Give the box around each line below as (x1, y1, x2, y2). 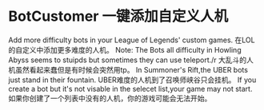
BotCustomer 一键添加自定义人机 (8, 7, 229, 26)
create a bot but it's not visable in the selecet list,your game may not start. (8, 84, 253, 93)
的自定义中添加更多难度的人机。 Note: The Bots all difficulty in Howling (8, 45, 242, 54)
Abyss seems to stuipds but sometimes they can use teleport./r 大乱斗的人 (8, 55, 254, 65)
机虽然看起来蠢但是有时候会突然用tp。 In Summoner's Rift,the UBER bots (8, 65, 248, 74)
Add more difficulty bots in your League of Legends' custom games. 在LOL (8, 35, 255, 45)
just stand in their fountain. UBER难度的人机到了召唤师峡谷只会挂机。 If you (8, 75, 257, 84)
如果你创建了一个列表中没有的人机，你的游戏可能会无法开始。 (8, 93, 212, 103)
